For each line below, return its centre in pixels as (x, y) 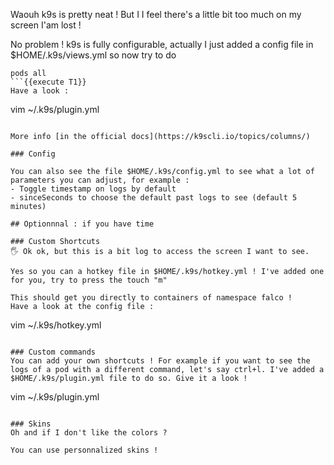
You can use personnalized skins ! (84, 450)
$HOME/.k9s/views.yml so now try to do (93, 55)
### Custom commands (53, 352)
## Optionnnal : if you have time (82, 224)
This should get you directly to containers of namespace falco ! (151, 298)
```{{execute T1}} (48, 82)
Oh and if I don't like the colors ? (89, 433)
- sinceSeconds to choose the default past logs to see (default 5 (154, 198)
